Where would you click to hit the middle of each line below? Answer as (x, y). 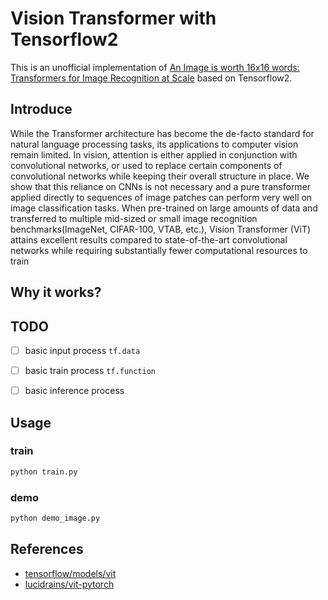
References (47, 549)
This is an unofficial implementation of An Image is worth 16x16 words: (155, 67)
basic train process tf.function (90, 371)
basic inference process (74, 391)
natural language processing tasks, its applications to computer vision (154, 144)
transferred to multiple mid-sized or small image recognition (134, 218)
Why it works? (56, 292)
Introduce (41, 109)
